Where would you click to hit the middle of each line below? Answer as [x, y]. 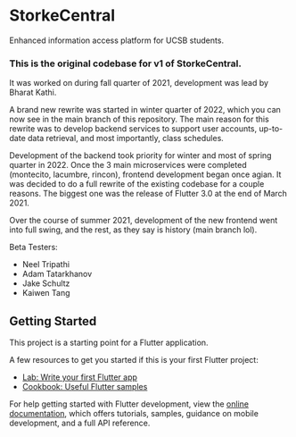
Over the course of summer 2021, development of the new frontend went [144, 221]
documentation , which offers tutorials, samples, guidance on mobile [134, 414]
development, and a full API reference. [80, 423]
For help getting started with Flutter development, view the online [129, 404]
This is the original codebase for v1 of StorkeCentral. [126, 63]
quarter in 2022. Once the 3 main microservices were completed [128, 165]
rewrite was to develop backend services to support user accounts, [133, 129]
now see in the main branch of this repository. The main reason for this [139, 119]
